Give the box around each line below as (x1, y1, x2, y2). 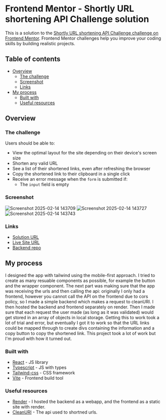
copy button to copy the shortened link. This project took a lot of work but (5, 330, 156, 336)
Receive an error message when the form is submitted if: (12, 176, 128, 182)
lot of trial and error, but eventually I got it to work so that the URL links (5, 320, 150, 326)
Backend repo (12, 245, 41, 251)
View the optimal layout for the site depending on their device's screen (12, 150, 157, 156)
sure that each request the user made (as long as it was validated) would (5, 309, 154, 315)
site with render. (12, 404, 46, 410)
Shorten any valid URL (12, 160, 58, 166)
